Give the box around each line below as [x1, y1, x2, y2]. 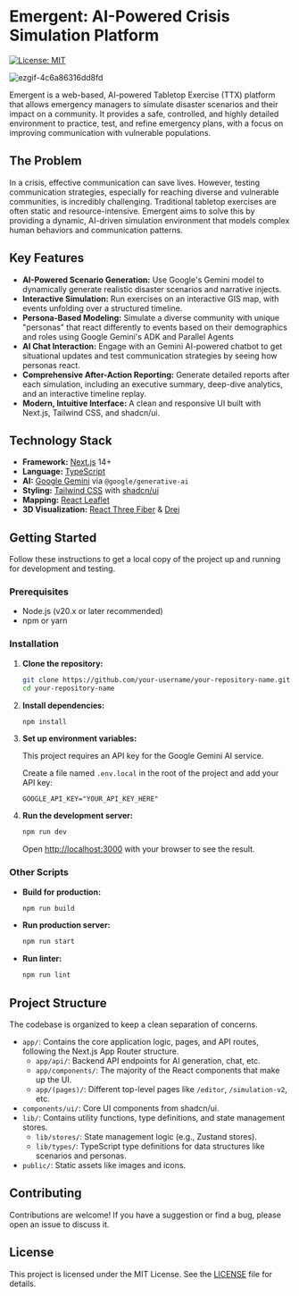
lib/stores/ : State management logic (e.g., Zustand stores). [35, 1132, 257, 1142]
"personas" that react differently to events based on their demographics [21, 322, 287, 332]
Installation [9, 637, 60, 650]
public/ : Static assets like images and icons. [21, 1160, 186, 1171]
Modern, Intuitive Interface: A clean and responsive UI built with [21, 398, 262, 408]
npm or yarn [21, 615, 68, 627]
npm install [21, 717, 67, 726]
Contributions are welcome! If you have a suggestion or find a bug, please [9, 1209, 281, 1220]
